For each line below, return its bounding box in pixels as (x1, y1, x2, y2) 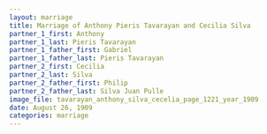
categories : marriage (9, 111, 89, 120)
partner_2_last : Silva (9, 71, 93, 79)
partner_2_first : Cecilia (9, 63, 104, 71)
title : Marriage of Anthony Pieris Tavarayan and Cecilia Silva (9, 21, 251, 30)
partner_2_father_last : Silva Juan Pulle (9, 86, 164, 95)
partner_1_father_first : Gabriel (9, 46, 133, 55)
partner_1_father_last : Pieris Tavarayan (9, 54, 164, 63)
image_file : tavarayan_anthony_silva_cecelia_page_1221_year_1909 (9, 94, 259, 104)
